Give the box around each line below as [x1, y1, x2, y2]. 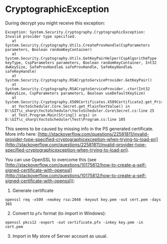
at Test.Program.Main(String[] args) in [11, 112, 97, 118]
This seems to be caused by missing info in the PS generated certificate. [5, 126, 154, 132]
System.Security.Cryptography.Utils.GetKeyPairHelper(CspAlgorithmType [5, 56, 157, 61]
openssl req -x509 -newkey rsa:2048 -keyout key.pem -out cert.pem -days [5, 197, 162, 202]
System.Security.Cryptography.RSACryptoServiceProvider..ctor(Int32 [5, 86, 150, 91]
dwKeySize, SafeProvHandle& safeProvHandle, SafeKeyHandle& [5, 64, 133, 69]
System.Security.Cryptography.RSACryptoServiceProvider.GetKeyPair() [5, 77, 153, 83]
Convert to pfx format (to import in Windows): [12, 210, 106, 216]
